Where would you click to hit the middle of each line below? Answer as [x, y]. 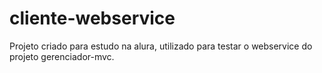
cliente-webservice [92, 18]
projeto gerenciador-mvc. [62, 56]
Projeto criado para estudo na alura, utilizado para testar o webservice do [161, 46]
